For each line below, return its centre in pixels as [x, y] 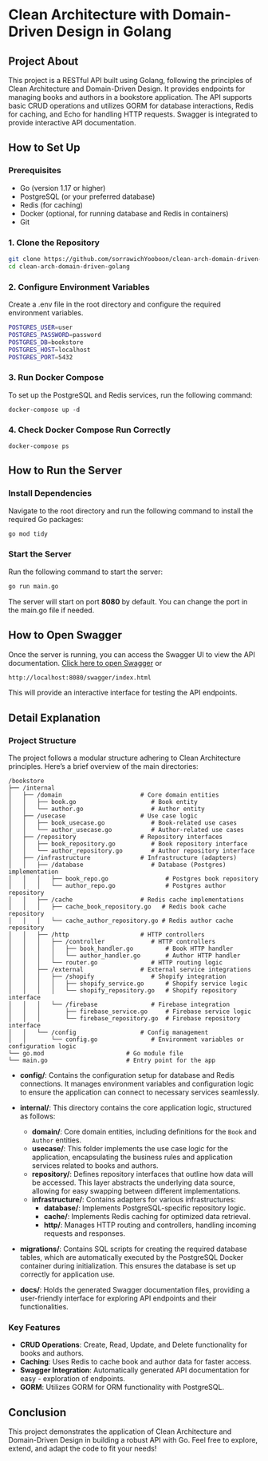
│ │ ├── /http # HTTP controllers [106, 935]
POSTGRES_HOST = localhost [49, 350]
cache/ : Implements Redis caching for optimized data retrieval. [147, 1217]
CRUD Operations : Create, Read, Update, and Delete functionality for [134, 1345]
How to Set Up [44, 148]
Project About [43, 61]
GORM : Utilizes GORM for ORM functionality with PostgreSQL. [122, 1388]
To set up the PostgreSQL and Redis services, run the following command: [130, 395]
